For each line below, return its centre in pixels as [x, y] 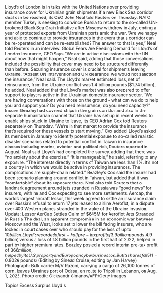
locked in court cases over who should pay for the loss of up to [68, 229]
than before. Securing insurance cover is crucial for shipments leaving [75, 69]
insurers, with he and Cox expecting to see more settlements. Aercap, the [79, 193]
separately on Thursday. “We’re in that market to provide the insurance [76, 126]
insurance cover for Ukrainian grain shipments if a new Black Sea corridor [79, 12]
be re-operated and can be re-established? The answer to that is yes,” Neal [81, 43]
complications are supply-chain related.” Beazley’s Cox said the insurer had [81, 173]
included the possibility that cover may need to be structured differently [77, 64]
